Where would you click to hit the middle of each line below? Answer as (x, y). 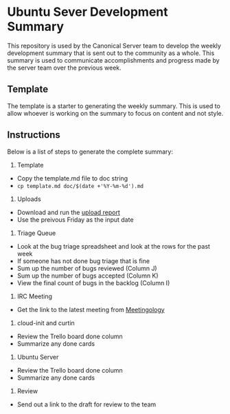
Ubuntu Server (38, 357)
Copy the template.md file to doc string (72, 178)
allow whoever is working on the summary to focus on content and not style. (115, 113)
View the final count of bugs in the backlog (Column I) (93, 282)
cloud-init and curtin (46, 323)
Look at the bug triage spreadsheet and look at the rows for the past (114, 246)
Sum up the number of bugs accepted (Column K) (88, 276)
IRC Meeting (35, 296)
